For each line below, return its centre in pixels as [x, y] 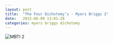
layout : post [18, 9]
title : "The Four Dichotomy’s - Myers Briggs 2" [57, 14]
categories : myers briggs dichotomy [42, 23]
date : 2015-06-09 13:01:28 [35, 18]
